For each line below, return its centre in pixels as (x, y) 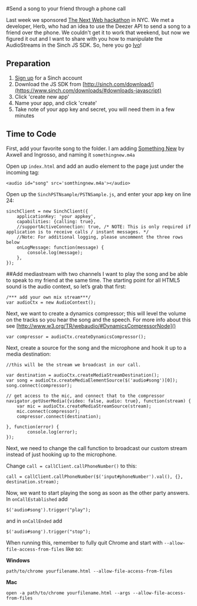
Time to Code (31, 134)
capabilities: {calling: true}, (56, 221)
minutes (24, 115)
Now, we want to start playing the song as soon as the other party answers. (98, 493)
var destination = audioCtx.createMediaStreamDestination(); (83, 375)
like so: (74, 549)
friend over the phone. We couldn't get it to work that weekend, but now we (98, 32)
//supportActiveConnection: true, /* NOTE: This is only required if (104, 227)
